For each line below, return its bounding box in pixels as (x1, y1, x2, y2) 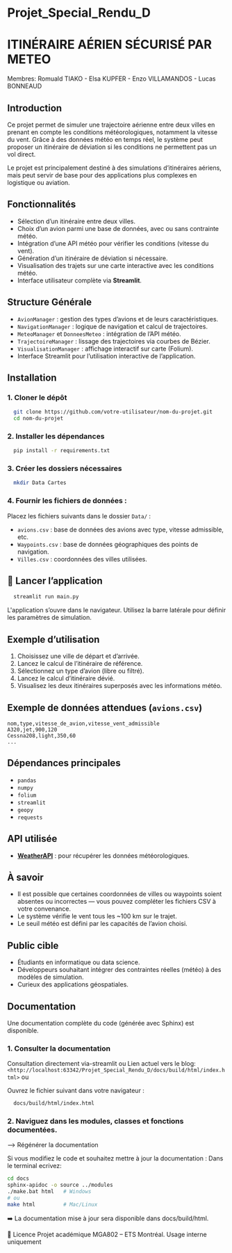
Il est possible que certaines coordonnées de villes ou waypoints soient (17, 890, 222, 898)
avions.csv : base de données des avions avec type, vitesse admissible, (17, 525, 224, 534)
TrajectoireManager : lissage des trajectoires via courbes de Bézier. (17, 337, 210, 345)
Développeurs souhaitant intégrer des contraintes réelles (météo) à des (17, 966, 222, 974)
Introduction (7, 102, 63, 114)
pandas (17, 777, 37, 784)
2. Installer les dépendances (7, 431, 105, 441)
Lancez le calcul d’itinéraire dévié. (17, 674, 115, 683)
